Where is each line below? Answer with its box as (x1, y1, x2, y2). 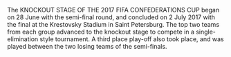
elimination (7, 35, 39, 43)
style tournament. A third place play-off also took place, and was (39, 35, 224, 43)
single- (196, 27, 216, 36)
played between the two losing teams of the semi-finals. (7, 43, 167, 50)
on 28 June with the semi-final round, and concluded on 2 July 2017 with (7, 13, 216, 21)
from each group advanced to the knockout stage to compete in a (7, 27, 195, 36)
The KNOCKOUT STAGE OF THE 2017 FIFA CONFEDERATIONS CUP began (7, 6, 220, 14)
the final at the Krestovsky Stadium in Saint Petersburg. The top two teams (7, 21, 220, 28)
